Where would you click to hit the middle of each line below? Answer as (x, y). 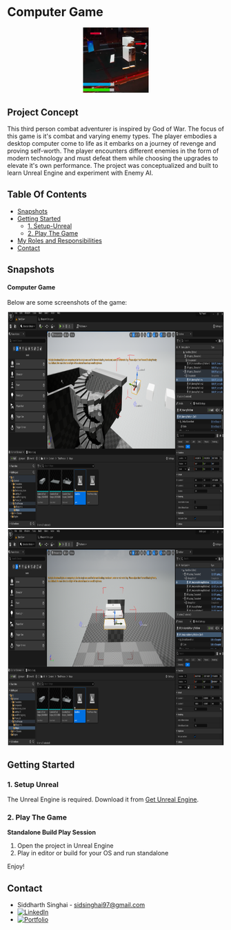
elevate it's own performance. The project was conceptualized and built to (113, 165)
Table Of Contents (47, 194)
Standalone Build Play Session (52, 833)
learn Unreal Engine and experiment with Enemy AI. (80, 173)
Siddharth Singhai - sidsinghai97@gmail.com (81, 905)
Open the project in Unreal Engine (65, 846)
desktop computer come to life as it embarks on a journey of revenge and (112, 143)
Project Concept (43, 112)
